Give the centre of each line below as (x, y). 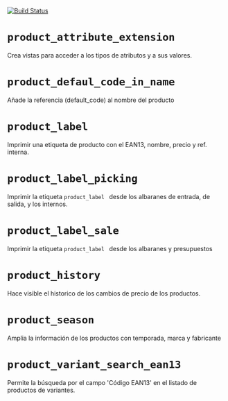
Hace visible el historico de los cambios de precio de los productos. (104, 293)
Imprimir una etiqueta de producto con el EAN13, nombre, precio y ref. (107, 144)
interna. (18, 152)
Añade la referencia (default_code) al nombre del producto (91, 100)
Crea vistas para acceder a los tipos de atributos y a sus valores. (100, 55)
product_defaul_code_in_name (91, 82)
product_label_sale (63, 231)
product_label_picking (72, 179)
